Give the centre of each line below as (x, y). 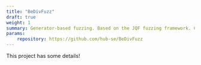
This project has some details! (43, 56)
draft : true (21, 17)
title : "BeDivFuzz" (31, 12)
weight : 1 (19, 22)
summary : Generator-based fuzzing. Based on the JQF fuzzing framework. (99, 28)
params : (16, 34)
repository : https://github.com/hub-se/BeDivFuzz (80, 39)
